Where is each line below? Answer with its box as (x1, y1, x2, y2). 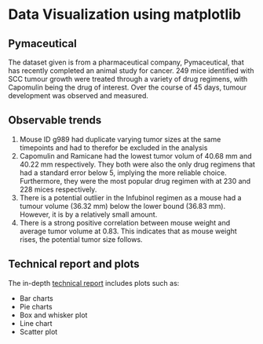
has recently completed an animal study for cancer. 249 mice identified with (8, 66, 254, 75)
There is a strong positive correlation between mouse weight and (19, 218, 230, 227)
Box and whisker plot (19, 310, 88, 320)
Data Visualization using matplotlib (8, 5, 242, 24)
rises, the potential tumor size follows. (19, 234, 143, 244)
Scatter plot (19, 327, 58, 336)
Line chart (19, 318, 53, 328)
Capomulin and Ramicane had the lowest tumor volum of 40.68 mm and (19, 151, 253, 160)
